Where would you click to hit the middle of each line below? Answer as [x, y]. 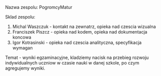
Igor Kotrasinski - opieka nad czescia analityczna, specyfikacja [77, 42]
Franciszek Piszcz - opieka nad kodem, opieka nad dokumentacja [80, 32]
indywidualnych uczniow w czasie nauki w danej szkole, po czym [72, 63]
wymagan [22, 48]
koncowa [22, 37]
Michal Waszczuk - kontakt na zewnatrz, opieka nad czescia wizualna [84, 26]
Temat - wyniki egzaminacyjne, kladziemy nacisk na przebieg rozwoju [77, 57]
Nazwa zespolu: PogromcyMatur [39, 7]
